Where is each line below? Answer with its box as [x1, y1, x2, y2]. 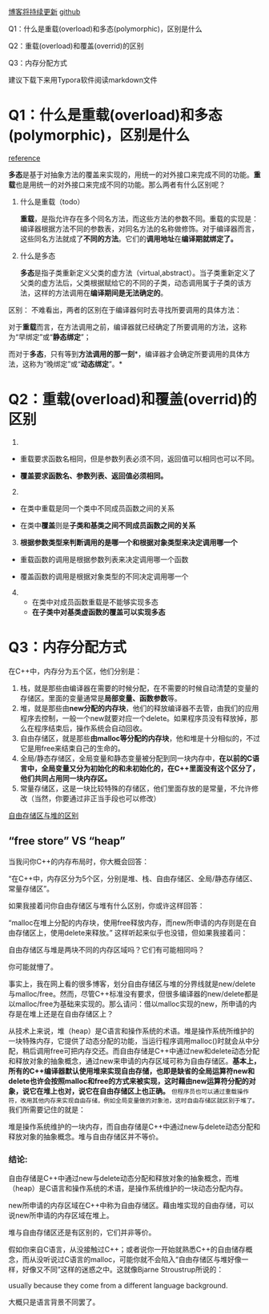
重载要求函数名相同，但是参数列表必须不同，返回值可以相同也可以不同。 [19, 454, 259, 463]
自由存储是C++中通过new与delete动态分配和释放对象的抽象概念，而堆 [8, 1173, 240, 1183]
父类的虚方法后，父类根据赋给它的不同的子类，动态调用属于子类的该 [19, 277, 245, 287]
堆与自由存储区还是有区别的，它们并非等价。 [8, 1227, 156, 1237]
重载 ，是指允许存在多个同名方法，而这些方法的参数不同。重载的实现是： [19, 213, 259, 223]
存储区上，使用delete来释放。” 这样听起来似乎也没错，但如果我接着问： [14, 928, 248, 937]
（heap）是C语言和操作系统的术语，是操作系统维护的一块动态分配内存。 [8, 1183, 248, 1193]
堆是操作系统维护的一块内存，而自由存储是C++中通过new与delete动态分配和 [8, 1122, 261, 1131]
